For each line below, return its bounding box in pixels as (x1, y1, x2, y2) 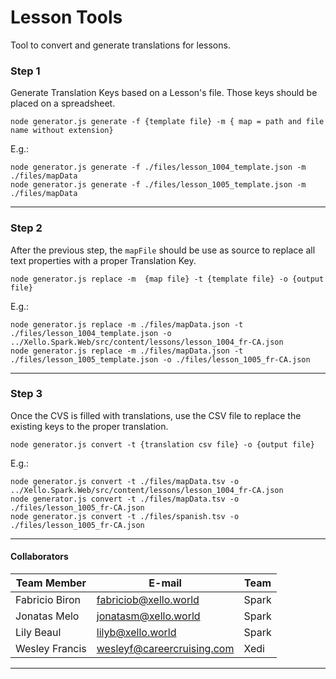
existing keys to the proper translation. (10, 420, 169, 432)
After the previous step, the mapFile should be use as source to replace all (10, 244, 316, 256)
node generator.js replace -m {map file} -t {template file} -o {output (10, 274, 325, 284)
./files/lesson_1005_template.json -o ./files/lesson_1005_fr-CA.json (10, 354, 311, 365)
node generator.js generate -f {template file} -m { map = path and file (10, 117, 325, 127)
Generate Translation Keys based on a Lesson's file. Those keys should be (10, 87, 318, 99)
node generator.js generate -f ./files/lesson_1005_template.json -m (10, 180, 307, 190)
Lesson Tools (10, 6, 123, 29)
